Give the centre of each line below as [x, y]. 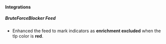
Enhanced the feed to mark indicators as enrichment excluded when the [86, 31]
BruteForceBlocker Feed [30, 18]
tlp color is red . [28, 36]
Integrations [18, 7]
